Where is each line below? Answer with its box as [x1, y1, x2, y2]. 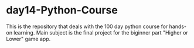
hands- [169, 23, 186, 30]
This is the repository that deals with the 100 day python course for [6, 23, 168, 30]
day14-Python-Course [6, 4, 118, 17]
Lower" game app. [6, 35, 51, 42]
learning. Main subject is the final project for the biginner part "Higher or [13, 29, 189, 36]
